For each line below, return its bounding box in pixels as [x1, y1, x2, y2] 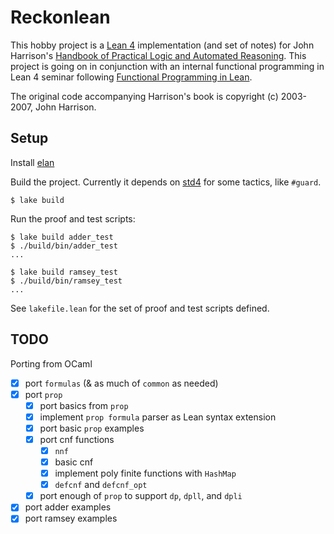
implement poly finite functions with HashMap [54, 467, 237, 480]
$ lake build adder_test [10, 232, 114, 242]
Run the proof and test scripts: [10, 212, 136, 225]
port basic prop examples [39, 422, 145, 434]
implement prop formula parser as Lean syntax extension [39, 411, 277, 423]
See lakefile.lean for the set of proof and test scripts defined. [10, 302, 270, 314]
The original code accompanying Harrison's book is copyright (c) [10, 90, 279, 102]
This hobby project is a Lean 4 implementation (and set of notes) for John [10, 39, 315, 51]
